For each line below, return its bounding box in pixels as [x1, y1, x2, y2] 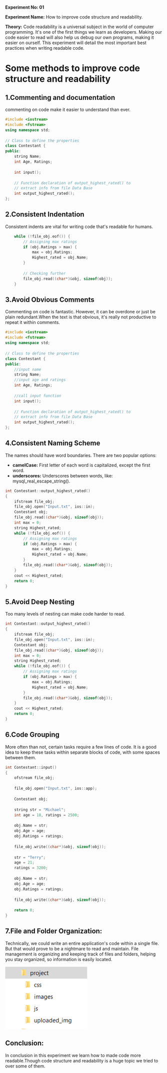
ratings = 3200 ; [14, 866, 48, 871]
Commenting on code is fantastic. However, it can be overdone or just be [5, 309, 156, 315]
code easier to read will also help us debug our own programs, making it [5, 35, 154, 40]
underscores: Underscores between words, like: [12, 472, 113, 479]
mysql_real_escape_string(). [12, 478, 70, 484]
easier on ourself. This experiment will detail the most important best [5, 40, 146, 46]
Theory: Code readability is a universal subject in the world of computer [5, 24, 154, 30]
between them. [5, 754, 36, 760]
